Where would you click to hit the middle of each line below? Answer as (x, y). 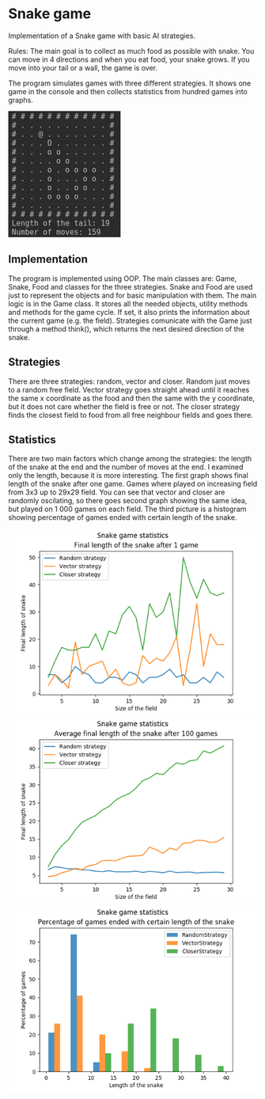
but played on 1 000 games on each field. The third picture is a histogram (127, 509)
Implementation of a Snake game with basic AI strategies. (102, 36)
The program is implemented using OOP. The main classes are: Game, (123, 279)
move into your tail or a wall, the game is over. (83, 67)
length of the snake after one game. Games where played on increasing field (133, 484)
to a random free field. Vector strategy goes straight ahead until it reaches (129, 389)
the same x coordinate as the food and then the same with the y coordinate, (132, 398)
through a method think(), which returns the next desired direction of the (127, 328)
